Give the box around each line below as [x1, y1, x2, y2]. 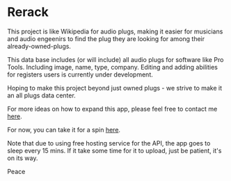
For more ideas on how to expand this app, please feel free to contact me [7, 104, 218, 113]
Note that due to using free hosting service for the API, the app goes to [7, 139, 211, 147]
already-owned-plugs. [7, 42, 72, 50]
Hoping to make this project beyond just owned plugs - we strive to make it [7, 84, 223, 92]
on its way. [7, 154, 38, 162]
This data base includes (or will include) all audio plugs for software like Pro [7, 55, 224, 63]
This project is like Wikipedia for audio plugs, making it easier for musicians [7, 27, 223, 36]
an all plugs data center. [7, 91, 77, 100]
